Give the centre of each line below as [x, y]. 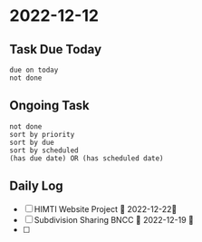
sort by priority [42, 134]
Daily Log [36, 186]
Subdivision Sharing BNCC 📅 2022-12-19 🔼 [114, 219]
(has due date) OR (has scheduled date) [87, 158]
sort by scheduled [44, 150]
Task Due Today [56, 49]
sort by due [32, 142]
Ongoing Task [50, 106]
